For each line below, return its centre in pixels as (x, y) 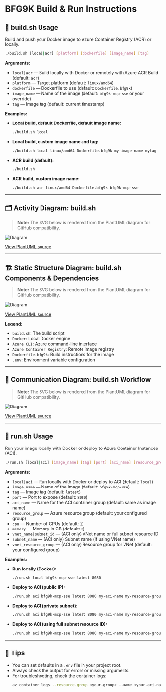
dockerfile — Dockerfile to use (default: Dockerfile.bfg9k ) (72, 88)
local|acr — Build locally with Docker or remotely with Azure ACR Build (85, 72)
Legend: (14, 324)
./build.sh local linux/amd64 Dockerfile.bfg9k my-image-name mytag (84, 151)
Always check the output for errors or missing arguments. (71, 670)
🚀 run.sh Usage (29, 436)
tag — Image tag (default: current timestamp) (58, 104)
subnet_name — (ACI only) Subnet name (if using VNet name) (74, 539)
